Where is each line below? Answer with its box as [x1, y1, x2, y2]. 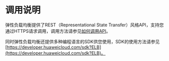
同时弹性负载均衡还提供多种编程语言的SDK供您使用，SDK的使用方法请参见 [5, 38, 160, 45]
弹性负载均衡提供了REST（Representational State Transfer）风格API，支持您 [5, 22, 164, 28]
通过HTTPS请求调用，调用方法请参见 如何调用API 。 [5, 28, 111, 34]
